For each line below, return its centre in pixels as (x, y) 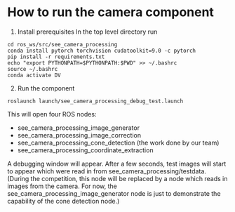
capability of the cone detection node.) (63, 201)
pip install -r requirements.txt (56, 57)
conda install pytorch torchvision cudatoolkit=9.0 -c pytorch (102, 51)
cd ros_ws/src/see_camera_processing (62, 44)
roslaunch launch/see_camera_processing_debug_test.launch (95, 101)
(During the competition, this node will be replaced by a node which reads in (117, 178)
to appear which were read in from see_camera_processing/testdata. (107, 171)
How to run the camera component (110, 12)
